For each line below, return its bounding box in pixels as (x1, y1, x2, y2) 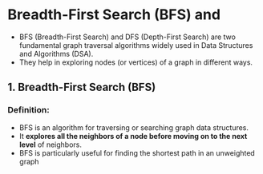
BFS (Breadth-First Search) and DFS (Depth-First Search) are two (18, 32, 236, 42)
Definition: (7, 105, 50, 116)
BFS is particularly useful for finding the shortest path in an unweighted (18, 148, 256, 157)
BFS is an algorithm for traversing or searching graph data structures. (18, 122, 249, 132)
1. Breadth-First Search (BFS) (7, 81, 156, 94)
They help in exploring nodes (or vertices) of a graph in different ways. (18, 57, 253, 67)
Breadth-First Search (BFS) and (7, 6, 221, 24)
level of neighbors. (18, 140, 82, 149)
